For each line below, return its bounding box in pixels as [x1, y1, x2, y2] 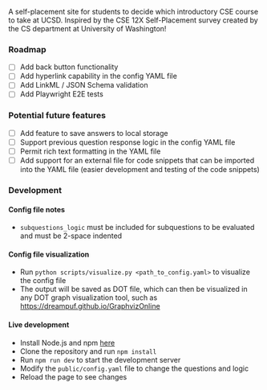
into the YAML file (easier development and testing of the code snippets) [19, 165, 261, 174]
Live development [8, 320, 70, 330]
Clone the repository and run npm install [19, 346, 157, 356]
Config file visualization [8, 249, 90, 259]
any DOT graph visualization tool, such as [19, 293, 158, 302]
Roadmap [8, 43, 47, 55]
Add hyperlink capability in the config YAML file [19, 72, 178, 81]
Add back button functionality [19, 62, 119, 72]
